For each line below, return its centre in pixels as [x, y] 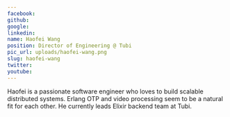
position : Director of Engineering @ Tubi [69, 46]
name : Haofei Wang [34, 39]
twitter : [20, 65]
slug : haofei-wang [34, 59]
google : [18, 26]
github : [18, 20]
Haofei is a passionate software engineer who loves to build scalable [105, 91]
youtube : [20, 71]
